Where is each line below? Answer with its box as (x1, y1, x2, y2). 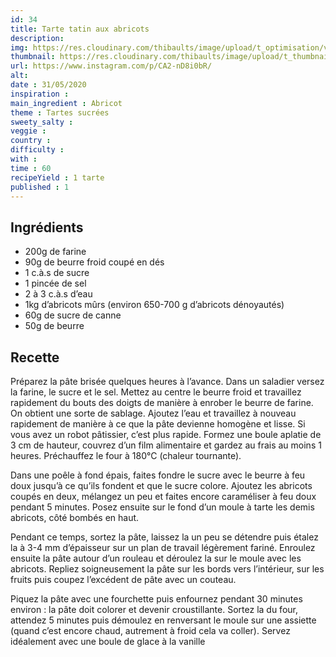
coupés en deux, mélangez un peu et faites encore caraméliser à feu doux (10, 491, 317, 502)
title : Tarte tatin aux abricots (10, 24, 150, 34)
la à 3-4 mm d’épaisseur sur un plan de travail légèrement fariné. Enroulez (10, 542, 316, 553)
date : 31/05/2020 (10, 80, 87, 90)
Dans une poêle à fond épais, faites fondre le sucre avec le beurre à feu (10, 469, 306, 481)
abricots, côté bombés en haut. (10, 512, 140, 523)
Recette (10, 349, 60, 366)
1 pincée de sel (24, 277, 87, 290)
